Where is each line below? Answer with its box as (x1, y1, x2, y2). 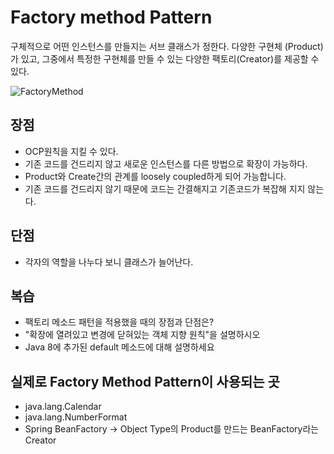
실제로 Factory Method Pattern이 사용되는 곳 (10, 373, 280, 390)
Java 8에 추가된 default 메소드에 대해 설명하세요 (24, 341, 215, 353)
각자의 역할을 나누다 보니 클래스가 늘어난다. (24, 256, 194, 268)
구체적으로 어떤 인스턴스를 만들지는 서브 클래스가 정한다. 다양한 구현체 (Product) (10, 40, 324, 52)
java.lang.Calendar (24, 401, 102, 413)
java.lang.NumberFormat (24, 411, 128, 423)
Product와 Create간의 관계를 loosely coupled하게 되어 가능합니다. (24, 170, 287, 182)
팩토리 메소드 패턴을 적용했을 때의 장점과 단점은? (24, 316, 215, 328)
